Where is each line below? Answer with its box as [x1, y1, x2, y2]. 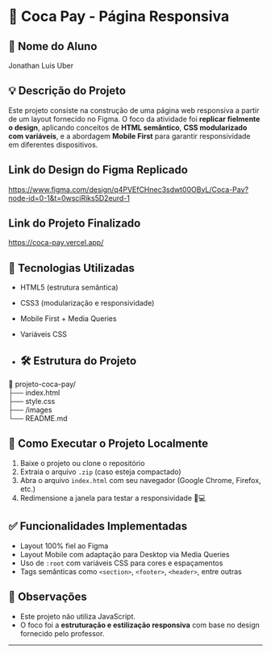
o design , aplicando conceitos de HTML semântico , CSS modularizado [8, 123, 248, 132]
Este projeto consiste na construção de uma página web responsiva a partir [8, 105, 260, 115]
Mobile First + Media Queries [19, 314, 117, 323]
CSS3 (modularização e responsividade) [19, 298, 155, 308]
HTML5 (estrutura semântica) [19, 282, 119, 293]
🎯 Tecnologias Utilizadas [8, 261, 135, 275]
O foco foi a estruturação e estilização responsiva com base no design [19, 620, 261, 630]
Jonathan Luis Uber [8, 60, 74, 70]
